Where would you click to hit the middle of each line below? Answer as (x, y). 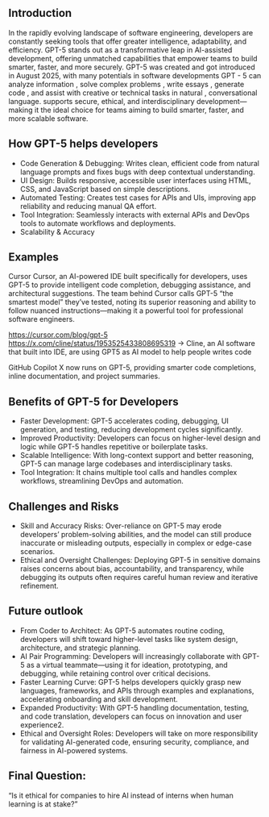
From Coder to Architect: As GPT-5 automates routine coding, (122, 630)
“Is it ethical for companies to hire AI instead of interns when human (121, 795)
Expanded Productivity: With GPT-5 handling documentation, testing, (134, 707)
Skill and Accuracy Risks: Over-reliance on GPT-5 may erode (121, 526)
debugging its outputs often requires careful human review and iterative (139, 577)
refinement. (39, 586)
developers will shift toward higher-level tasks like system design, (129, 639)
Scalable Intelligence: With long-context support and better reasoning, (137, 456)
